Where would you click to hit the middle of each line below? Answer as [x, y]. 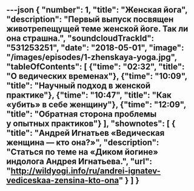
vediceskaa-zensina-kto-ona [63, 180]
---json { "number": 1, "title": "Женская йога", [97, 10]
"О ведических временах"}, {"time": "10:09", [97, 76]
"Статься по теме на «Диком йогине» [82, 152]
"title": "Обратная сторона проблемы [82, 114]
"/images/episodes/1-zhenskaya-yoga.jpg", [92, 57]
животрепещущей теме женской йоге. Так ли [97, 29]
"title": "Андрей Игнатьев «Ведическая [85, 133]
